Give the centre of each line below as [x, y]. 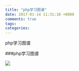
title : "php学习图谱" [26, 10]
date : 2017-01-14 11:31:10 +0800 [40, 14]
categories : [17, 28]
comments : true [21, 19]
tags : [11, 24]
